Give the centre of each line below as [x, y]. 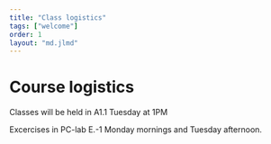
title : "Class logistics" [58, 18]
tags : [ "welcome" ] [44, 26]
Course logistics [72, 87]
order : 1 [26, 34]
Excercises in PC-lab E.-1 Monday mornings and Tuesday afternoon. [136, 130]
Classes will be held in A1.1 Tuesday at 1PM [89, 112]
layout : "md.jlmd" [44, 43]
